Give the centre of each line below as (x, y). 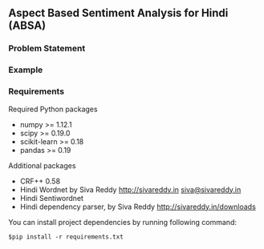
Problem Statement (47, 49)
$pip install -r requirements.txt (66, 237)
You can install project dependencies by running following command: (122, 222)
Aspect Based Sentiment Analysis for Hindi (118, 13)
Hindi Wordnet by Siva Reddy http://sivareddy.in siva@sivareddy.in (130, 189)
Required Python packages (53, 109)
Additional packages (42, 165)
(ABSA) (27, 26)
